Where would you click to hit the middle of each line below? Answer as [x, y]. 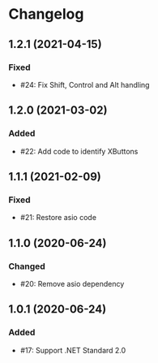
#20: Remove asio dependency [72, 283]
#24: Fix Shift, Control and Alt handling [85, 84]
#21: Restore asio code [58, 218]
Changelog [46, 14]
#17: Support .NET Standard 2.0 [73, 350]
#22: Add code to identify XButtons [79, 151]
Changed [27, 266]
